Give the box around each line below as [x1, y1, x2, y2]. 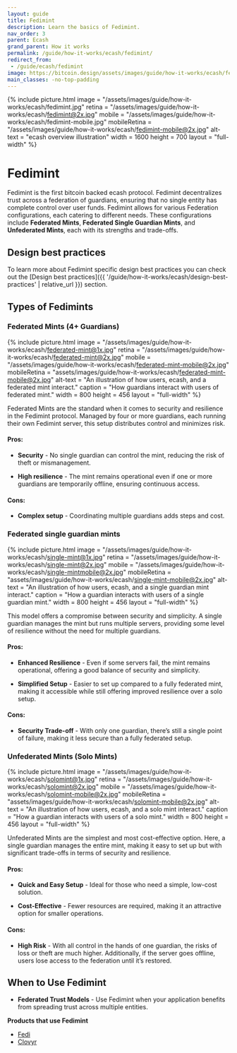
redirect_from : [7, 56, 52, 64]
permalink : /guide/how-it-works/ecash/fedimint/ [7, 50, 153, 57]
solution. [17, 888, 43, 897]
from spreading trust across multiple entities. [17, 1003, 148, 1011]
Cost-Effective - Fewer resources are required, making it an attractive [17, 902, 222, 910]
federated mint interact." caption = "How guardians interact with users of [7, 383, 219, 391]
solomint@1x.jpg [47, 775, 95, 784]
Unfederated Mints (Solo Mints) [7, 751, 118, 761]
